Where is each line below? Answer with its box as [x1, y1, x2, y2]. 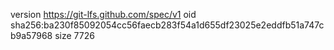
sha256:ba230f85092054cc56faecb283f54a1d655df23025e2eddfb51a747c [10, 19, 325, 31]
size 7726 [54, 30, 95, 41]
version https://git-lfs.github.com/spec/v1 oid [10, 9, 197, 20]
